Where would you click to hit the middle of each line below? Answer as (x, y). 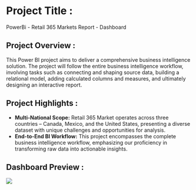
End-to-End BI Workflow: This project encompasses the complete (95, 136)
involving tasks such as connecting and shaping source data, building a (93, 72)
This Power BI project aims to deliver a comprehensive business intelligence (98, 59)
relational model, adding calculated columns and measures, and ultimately (96, 78)
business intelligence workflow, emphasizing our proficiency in (91, 142)
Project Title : (39, 11)
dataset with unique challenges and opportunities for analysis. (90, 130)
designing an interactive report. (44, 85)
